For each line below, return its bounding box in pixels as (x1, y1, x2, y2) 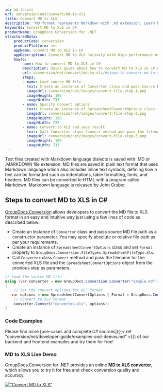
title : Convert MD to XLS (5, 16, 57, 21)
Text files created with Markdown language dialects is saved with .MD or (5, 156, 150, 162)
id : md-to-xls (5, 7, 34, 12)
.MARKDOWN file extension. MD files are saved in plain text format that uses (5, 161, 158, 167)
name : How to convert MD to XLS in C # (22, 61, 101, 66)
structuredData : (5, 35, 38, 39)
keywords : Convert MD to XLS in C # (5, 25, 77, 30)
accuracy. (5, 373, 25, 378)
